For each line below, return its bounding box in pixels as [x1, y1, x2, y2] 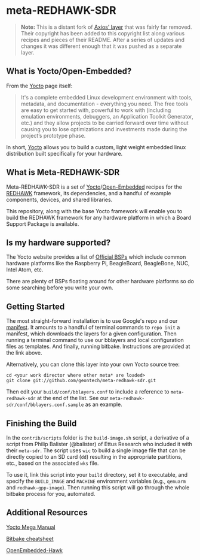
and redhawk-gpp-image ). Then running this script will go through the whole [6, 484, 190, 491]
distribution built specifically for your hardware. [6, 150, 123, 157]
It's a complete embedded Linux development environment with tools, [20, 93, 193, 101]
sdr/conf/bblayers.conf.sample [6, 402, 84, 408]
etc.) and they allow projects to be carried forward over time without [20, 119, 189, 126]
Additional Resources [6, 507, 88, 518]
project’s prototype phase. [20, 132, 86, 139]
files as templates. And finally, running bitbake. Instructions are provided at [6, 343, 190, 350]
